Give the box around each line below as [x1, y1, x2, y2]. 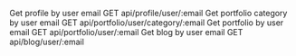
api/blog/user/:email [9, 36, 84, 47]
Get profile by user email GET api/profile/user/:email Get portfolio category [9, 8, 288, 18]
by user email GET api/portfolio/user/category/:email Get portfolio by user [9, 17, 284, 28]
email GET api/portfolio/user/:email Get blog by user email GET [9, 27, 243, 37]
